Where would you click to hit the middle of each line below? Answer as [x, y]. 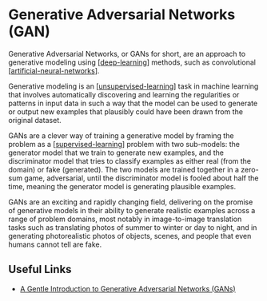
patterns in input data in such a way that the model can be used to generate [133, 103]
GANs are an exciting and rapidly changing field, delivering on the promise [131, 202]
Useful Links [40, 269]
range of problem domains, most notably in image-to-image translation [125, 219]
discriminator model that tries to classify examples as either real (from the [130, 160]
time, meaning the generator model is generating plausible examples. [122, 186]
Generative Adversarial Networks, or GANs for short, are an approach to [127, 53]
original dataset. [35, 120]
